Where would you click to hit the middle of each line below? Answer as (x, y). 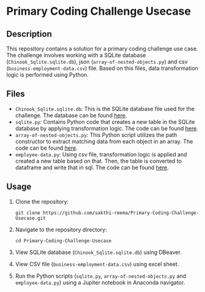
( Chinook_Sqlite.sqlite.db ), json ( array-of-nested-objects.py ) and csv (97, 62)
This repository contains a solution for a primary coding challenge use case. (102, 48)
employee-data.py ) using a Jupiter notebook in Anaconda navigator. (100, 282)
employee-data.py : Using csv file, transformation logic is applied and (101, 154)
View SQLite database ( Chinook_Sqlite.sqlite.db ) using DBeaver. (98, 252)
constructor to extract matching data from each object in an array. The (104, 141)
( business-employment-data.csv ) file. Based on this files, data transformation (102, 68)
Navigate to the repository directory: (61, 229)
